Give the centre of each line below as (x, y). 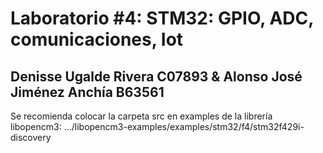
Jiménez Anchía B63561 (87, 92)
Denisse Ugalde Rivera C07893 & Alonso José (156, 76)
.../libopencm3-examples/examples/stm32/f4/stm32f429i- (184, 126)
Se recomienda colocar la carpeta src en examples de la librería (141, 116)
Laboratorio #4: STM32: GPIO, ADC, (162, 18)
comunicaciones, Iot (97, 39)
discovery (31, 137)
